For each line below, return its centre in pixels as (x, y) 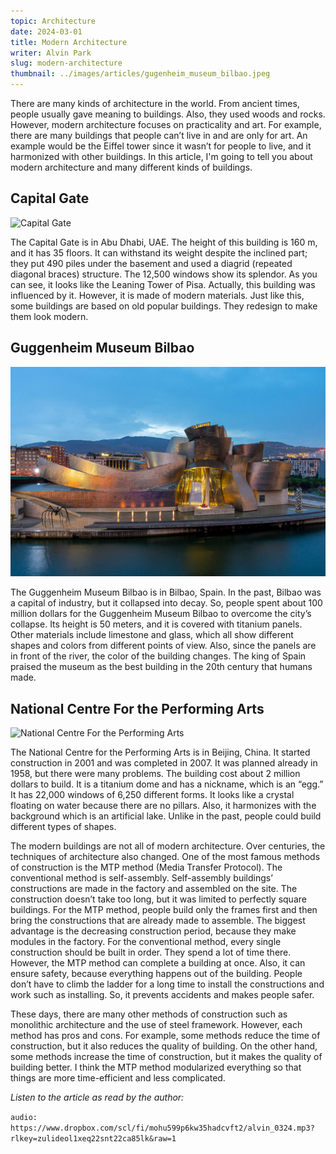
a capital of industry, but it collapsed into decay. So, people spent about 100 (166, 603)
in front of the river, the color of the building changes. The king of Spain (158, 656)
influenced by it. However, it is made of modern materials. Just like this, (157, 295)
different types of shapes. (63, 827)
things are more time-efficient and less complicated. (118, 1078)
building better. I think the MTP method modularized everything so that (156, 1067)
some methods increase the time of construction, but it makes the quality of (166, 1057)
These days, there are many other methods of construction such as (149, 1014)
